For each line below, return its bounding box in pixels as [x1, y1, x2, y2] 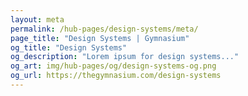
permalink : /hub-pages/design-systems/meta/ [10, 24, 199, 34]
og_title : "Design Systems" [10, 42, 128, 53]
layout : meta [10, 14, 65, 25]
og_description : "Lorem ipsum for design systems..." [10, 52, 240, 62]
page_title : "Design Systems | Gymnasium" [10, 33, 190, 43]
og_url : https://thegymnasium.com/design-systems [10, 71, 222, 81]
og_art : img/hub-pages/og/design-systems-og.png [10, 61, 217, 71]
